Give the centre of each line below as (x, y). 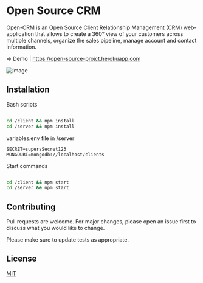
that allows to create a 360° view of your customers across (109, 33)
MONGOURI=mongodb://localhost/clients (55, 155)
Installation (28, 90)
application (20, 33)
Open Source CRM (54, 11)
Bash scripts (22, 104)
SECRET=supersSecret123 (36, 149)
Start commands (27, 166)
